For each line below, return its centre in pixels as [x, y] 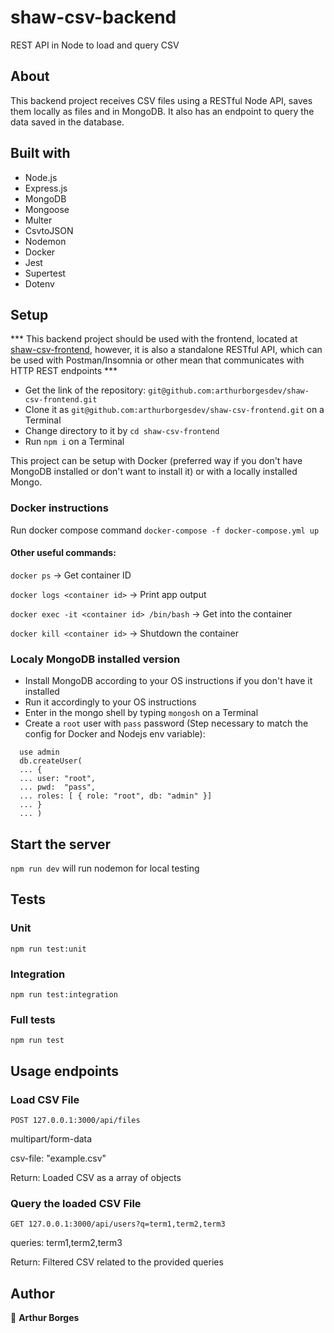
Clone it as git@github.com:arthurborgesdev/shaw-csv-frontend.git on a [174, 410]
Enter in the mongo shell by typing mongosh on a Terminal [141, 713]
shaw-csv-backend [93, 17]
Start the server [61, 844]
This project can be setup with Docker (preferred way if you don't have [156, 461]
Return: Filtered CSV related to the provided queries [117, 1262]
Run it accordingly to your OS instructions [110, 702]
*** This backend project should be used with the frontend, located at [154, 339]
